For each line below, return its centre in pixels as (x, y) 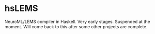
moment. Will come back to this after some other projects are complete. (76, 26)
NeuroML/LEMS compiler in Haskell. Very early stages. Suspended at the (77, 22)
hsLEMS (21, 8)
